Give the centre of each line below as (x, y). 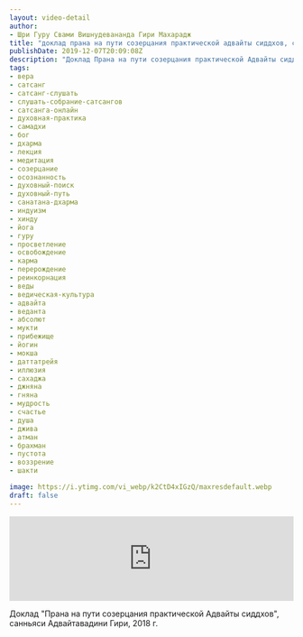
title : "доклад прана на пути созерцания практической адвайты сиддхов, (149, 43)
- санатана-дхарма (44, 203)
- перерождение (38, 270)
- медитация (32, 160)
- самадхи (28, 127)
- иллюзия (28, 370)
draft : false (34, 495)
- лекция (26, 152)
